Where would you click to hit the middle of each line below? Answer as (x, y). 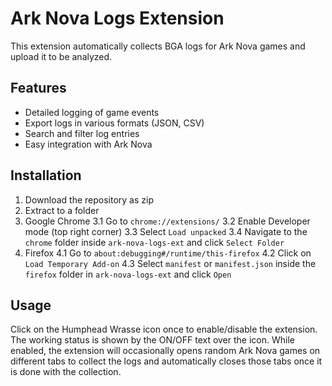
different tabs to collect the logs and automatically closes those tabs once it (166, 361)
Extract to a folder (62, 210)
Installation (46, 175)
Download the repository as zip (89, 199)
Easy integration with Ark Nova (88, 144)
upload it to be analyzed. (61, 56)
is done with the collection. (66, 372)
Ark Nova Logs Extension (117, 18)
